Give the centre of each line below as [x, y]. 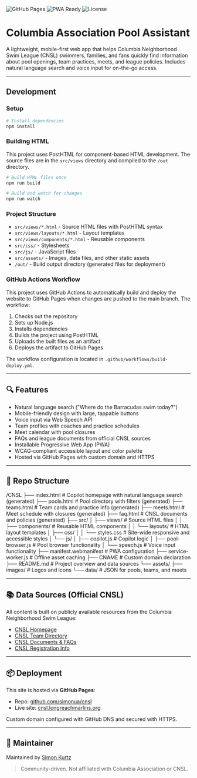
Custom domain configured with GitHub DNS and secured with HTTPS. [92, 719]
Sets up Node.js [34, 322]
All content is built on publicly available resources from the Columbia [89, 612]
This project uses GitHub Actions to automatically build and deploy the [91, 292]
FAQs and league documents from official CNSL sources [83, 438]
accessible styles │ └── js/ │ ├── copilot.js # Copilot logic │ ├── [86, 539]
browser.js [18, 545]
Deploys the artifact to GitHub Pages [59, 348]
